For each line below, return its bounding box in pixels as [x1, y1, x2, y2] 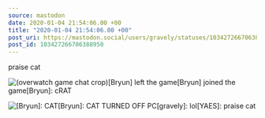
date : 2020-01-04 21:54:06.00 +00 [8, 19, 122, 27]
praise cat [8, 62, 41, 72]
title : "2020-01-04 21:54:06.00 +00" [8, 26, 132, 34]
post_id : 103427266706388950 [8, 41, 104, 49]
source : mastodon [8, 11, 65, 20]
